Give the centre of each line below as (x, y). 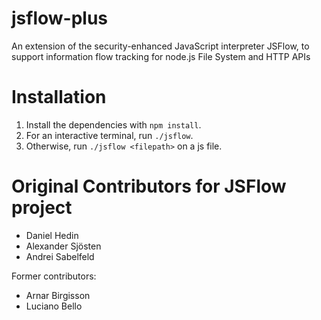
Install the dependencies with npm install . (113, 124)
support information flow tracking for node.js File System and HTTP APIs (161, 56)
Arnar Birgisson (58, 295)
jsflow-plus (60, 18)
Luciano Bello (54, 306)
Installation (59, 97)
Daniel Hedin (52, 235)
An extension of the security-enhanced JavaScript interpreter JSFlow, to (160, 46)
